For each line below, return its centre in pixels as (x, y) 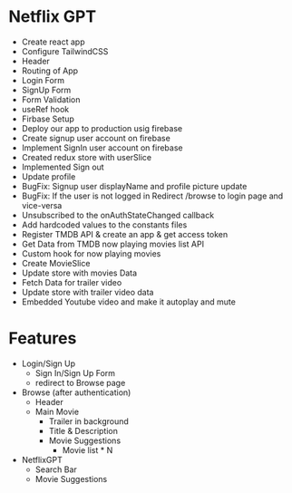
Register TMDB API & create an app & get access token (125, 234)
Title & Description (83, 430)
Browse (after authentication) (76, 392)
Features (43, 338)
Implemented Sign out (63, 167)
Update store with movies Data (79, 273)
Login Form (43, 80)
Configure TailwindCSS (65, 51)
